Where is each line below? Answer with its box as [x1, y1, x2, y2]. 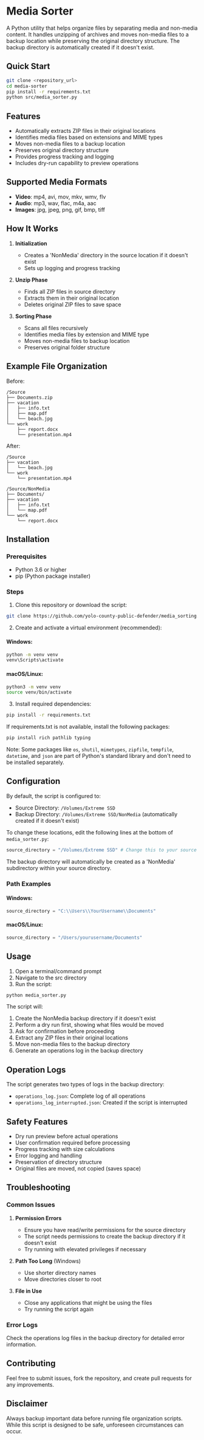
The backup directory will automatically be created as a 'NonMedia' [6, 857, 176, 865]
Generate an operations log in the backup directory [15, 1047, 144, 1054]
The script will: [6, 1003, 44, 1010]
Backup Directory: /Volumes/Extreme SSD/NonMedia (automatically [15, 810, 178, 817]
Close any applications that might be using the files [24, 1299, 152, 1306]
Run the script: [15, 980, 52, 987]
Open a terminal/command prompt [15, 967, 102, 975]
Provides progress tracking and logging [15, 153, 114, 160]
